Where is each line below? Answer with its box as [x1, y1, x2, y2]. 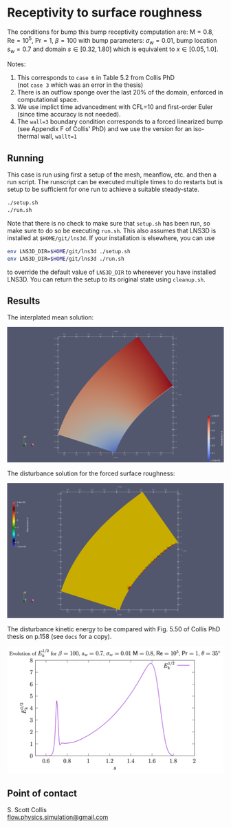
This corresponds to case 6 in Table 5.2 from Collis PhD [16, 74, 175, 82]
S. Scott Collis [7, 806, 47, 814]
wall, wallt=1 [40, 132, 77, 141]
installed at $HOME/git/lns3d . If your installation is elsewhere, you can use [7, 233, 215, 242]
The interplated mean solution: [7, 313, 94, 322]
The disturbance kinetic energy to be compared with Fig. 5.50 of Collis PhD [7, 625, 221, 633]
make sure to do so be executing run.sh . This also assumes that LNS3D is [7, 226, 217, 235]
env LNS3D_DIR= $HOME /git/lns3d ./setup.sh [7, 248, 131, 255]
